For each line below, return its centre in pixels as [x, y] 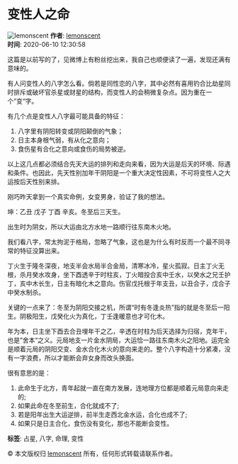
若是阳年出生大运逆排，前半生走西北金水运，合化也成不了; [102, 414]
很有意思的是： [29, 373]
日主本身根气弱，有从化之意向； [64, 140]
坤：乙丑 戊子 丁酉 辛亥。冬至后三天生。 [66, 211]
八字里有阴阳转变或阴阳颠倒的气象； [70, 131]
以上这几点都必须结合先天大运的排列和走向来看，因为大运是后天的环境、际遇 [119, 164]
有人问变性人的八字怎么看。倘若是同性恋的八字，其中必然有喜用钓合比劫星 [116, 83]
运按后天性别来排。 [35, 181]
